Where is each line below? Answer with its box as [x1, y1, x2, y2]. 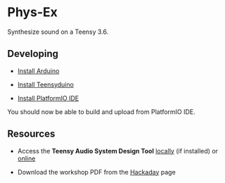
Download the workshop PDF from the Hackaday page [17, 168, 176, 176]
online [17, 154, 36, 163]
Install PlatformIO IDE [17, 94, 79, 102]
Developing [7, 48, 58, 60]
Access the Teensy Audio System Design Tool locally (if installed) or [17, 146, 219, 155]
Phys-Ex [7, 4, 58, 20]
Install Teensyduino [17, 80, 74, 89]
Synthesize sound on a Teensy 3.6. [7, 27, 109, 36]
